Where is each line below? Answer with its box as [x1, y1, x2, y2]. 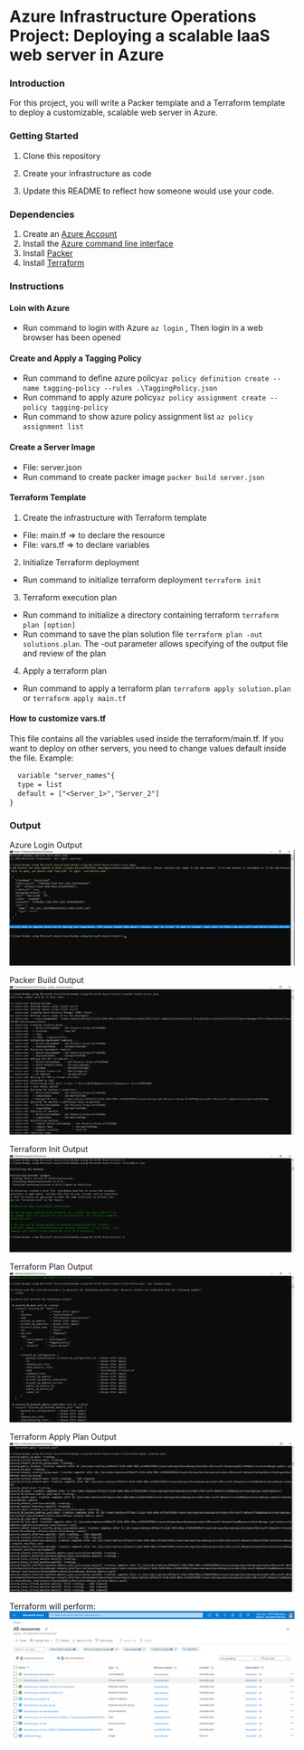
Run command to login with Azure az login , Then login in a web [22, 323, 264, 334]
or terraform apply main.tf [22, 692, 127, 703]
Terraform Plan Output [9, 1262, 93, 1272]
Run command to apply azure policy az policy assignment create [22, 392, 267, 403]
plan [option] [22, 620, 76, 629]
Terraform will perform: [9, 1601, 97, 1612]
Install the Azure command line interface [22, 238, 174, 250]
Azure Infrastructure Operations [9, 6, 257, 27]
